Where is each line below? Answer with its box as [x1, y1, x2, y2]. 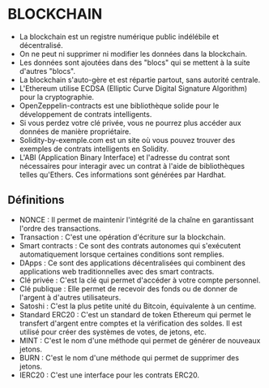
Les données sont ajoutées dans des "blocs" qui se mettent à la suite [19, 58, 250, 67]
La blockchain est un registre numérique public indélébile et [19, 32, 220, 41]
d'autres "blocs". [19, 66, 76, 75]
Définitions [7, 193, 65, 207]
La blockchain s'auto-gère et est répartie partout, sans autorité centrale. [19, 75, 261, 84]
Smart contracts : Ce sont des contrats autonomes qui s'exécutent [19, 240, 241, 250]
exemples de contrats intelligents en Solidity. [19, 144, 169, 153]
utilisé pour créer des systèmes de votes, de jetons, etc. [19, 326, 207, 337]
